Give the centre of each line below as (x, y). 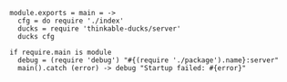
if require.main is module (61, 52)
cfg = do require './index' (71, 21)
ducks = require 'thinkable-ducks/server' (99, 29)
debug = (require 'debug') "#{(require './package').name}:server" (149, 60)
